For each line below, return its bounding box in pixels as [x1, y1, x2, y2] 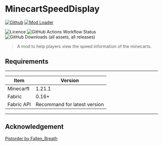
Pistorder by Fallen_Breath [5, 135, 58, 141]
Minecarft [7, 85, 30, 92]
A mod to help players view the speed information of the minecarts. [16, 43, 152, 49]
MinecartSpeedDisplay [5, 3, 100, 15]
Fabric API [7, 101, 31, 108]
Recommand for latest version [35, 101, 104, 108]
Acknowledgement [5, 123, 64, 131]
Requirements [5, 57, 49, 66]
